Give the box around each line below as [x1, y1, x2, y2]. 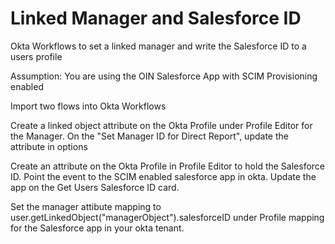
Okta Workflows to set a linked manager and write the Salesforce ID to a [10, 40, 307, 52]
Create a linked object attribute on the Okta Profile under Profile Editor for [10, 119, 313, 131]
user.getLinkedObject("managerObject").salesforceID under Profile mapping [10, 211, 325, 223]
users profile [10, 50, 63, 62]
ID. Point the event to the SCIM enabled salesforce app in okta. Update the [10, 170, 317, 182]
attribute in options [10, 140, 88, 152]
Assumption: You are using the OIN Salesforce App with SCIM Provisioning [10, 70, 318, 82]
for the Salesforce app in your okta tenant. [10, 222, 185, 234]
